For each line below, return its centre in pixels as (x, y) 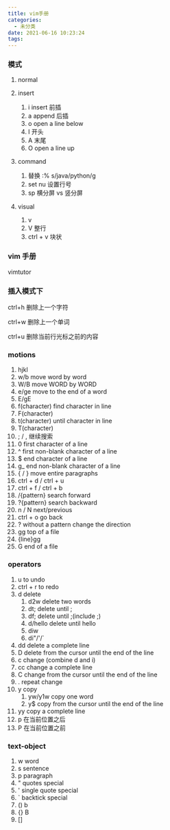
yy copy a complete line (51, 711)
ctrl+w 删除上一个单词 (39, 322)
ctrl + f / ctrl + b (40, 488)
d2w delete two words (59, 601)
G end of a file (38, 546)
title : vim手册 (28, 13)
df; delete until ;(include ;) (64, 616)
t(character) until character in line (65, 421)
